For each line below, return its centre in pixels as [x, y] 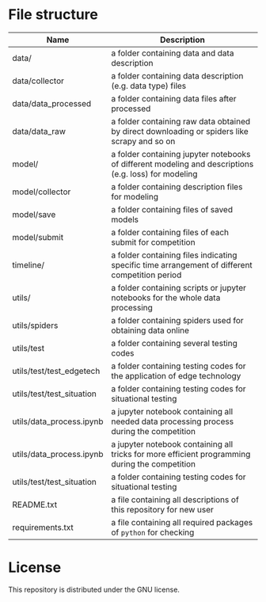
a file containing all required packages [182, 522]
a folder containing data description [177, 75]
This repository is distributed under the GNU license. [94, 589]
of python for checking [152, 532]
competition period [146, 275]
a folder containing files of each [170, 232]
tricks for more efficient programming [180, 454]
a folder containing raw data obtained [180, 121]
